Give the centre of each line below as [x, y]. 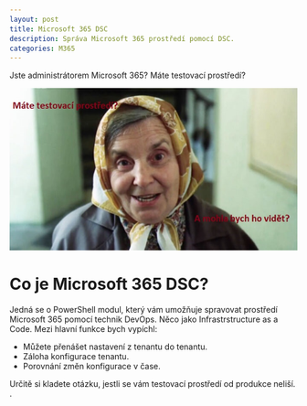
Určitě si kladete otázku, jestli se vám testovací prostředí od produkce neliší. [153, 383]
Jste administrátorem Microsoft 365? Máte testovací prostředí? [128, 75]
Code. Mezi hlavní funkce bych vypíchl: [84, 328]
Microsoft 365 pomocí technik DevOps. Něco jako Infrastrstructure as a [144, 319]
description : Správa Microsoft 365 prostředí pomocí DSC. [122, 38]
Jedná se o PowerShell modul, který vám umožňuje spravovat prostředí [144, 309]
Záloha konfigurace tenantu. [76, 356]
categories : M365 [42, 48]
